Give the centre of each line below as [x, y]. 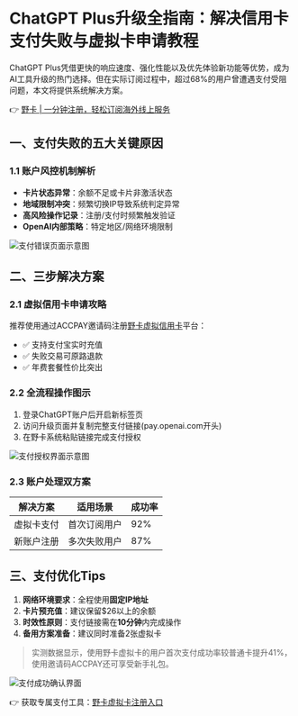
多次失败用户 [95, 541]
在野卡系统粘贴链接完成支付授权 [81, 437]
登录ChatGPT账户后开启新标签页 [83, 414]
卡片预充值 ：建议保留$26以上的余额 [89, 611]
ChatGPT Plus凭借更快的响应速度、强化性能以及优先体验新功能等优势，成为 [149, 68]
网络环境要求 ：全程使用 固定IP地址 [85, 599]
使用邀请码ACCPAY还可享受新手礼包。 [102, 664]
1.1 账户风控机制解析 [53, 171]
